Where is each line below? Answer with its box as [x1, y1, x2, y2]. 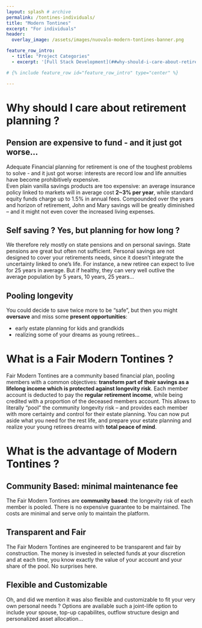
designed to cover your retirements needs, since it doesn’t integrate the [6, 254, 184, 261]
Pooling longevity [6, 290, 74, 301]
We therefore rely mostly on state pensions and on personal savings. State [6, 241, 191, 249]
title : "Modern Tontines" [6, 20, 71, 26]
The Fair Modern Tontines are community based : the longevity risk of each [6, 497, 194, 505]
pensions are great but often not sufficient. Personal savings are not [6, 247, 175, 255]
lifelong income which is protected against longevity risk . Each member [6, 385, 188, 392]
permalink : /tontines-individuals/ [6, 14, 96, 20]
